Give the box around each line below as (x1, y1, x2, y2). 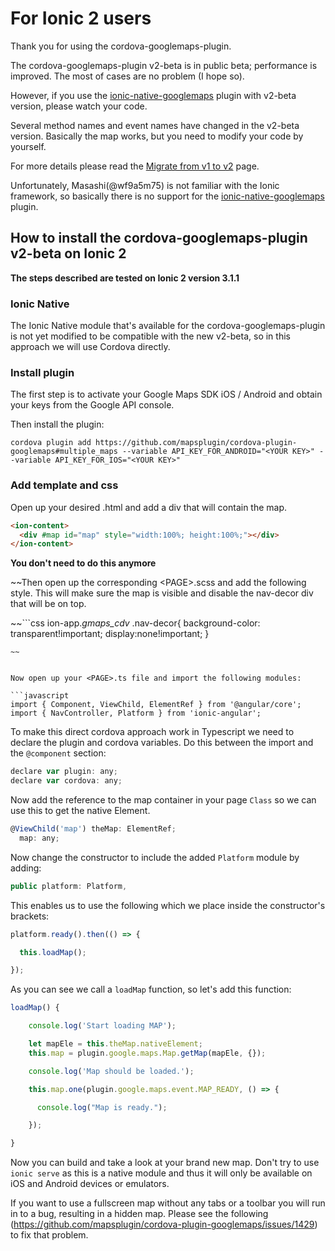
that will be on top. (10, 598, 87, 610)
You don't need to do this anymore (10, 557, 157, 569)
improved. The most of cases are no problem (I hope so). (10, 70, 245, 82)
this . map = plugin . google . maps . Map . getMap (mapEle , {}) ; (28, 1048, 267, 1058)
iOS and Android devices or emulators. (10, 1178, 170, 1190)
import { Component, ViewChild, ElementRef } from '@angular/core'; (10, 700, 302, 710)
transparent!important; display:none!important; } (10, 628, 210, 640)
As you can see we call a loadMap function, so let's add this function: (10, 983, 292, 996)
